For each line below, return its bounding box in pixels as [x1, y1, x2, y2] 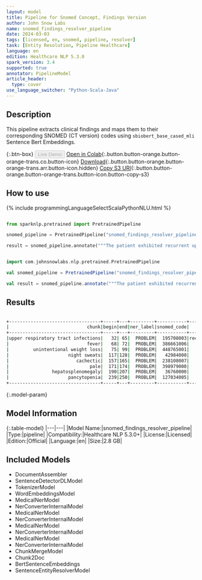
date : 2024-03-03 [6, 31, 50, 37]
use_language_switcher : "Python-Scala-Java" [6, 87, 120, 93]
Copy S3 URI [99, 164, 131, 172]
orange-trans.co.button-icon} [6, 158, 79, 165]
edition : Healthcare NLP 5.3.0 [6, 54, 85, 60]
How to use [6, 188, 49, 199]
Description [6, 110, 51, 120]
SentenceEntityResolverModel [14, 567, 90, 574]
